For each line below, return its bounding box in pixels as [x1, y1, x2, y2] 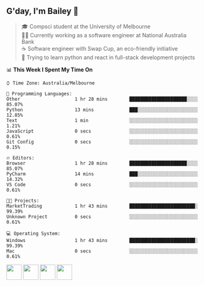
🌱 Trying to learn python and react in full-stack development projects [21, 53, 195, 61]
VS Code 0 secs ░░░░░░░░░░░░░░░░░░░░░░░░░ [6, 182, 199, 188]
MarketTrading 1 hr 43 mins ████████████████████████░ [6, 203, 199, 209]
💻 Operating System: [6, 230, 61, 237]
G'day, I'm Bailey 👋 [6, 6, 79, 16]
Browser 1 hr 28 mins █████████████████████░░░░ [6, 160, 199, 166]
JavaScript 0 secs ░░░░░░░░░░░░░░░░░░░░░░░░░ [6, 128, 199, 134]
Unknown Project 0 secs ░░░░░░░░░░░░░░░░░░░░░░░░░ [6, 213, 199, 220]
